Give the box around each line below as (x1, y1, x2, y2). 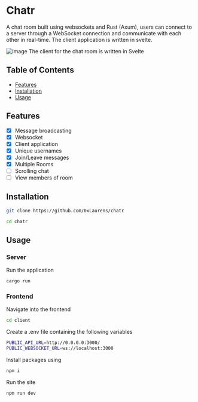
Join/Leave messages (14, 154, 69, 161)
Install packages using (6, 357, 62, 364)
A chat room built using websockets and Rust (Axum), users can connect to (6, 23, 193, 31)
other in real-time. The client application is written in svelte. (6, 36, 153, 43)
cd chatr (6, 218, 28, 224)
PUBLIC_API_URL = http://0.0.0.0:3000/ (6, 340, 100, 346)
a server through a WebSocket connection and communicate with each (6, 29, 182, 36)
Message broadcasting (14, 127, 72, 134)
